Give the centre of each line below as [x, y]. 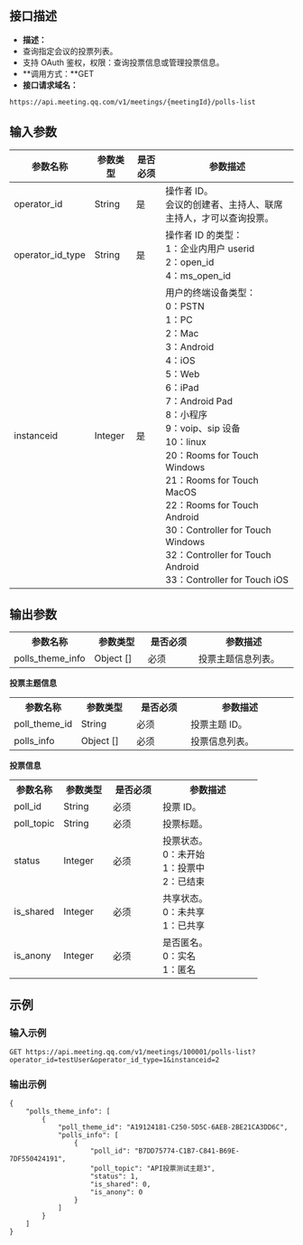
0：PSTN [185, 306]
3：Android [190, 346]
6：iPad [182, 387]
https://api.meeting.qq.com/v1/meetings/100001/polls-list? [141, 1052]
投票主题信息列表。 [239, 659]
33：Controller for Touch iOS [227, 580]
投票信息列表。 [222, 741]
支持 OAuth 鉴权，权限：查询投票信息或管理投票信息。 [123, 62]
